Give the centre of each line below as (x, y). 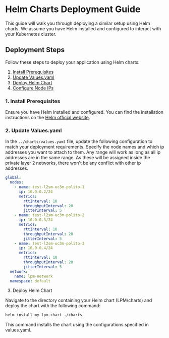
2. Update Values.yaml (34, 130)
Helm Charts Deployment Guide (73, 9)
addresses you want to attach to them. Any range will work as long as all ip (83, 152)
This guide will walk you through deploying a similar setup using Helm (78, 23)
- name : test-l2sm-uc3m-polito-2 (49, 215)
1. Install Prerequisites (33, 101)
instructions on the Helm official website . (48, 118)
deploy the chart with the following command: (53, 306)
